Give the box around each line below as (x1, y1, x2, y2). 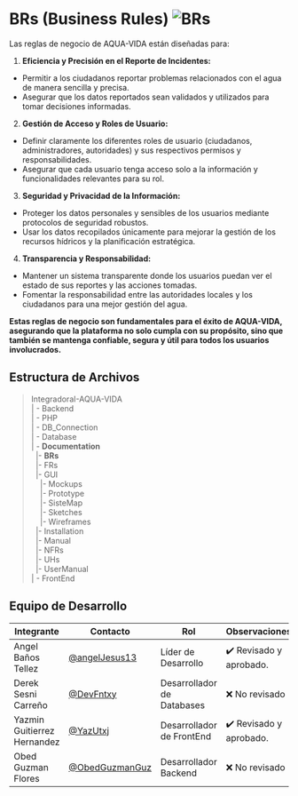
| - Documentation (30, 441, 100, 451)
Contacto (90, 625, 130, 637)
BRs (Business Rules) (9, 9, 169, 29)
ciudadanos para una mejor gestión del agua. (21, 298, 188, 309)
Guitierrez (13, 724, 55, 736)
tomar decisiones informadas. (21, 100, 131, 111)
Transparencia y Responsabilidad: (21, 253, 152, 264)
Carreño (13, 698, 49, 711)
